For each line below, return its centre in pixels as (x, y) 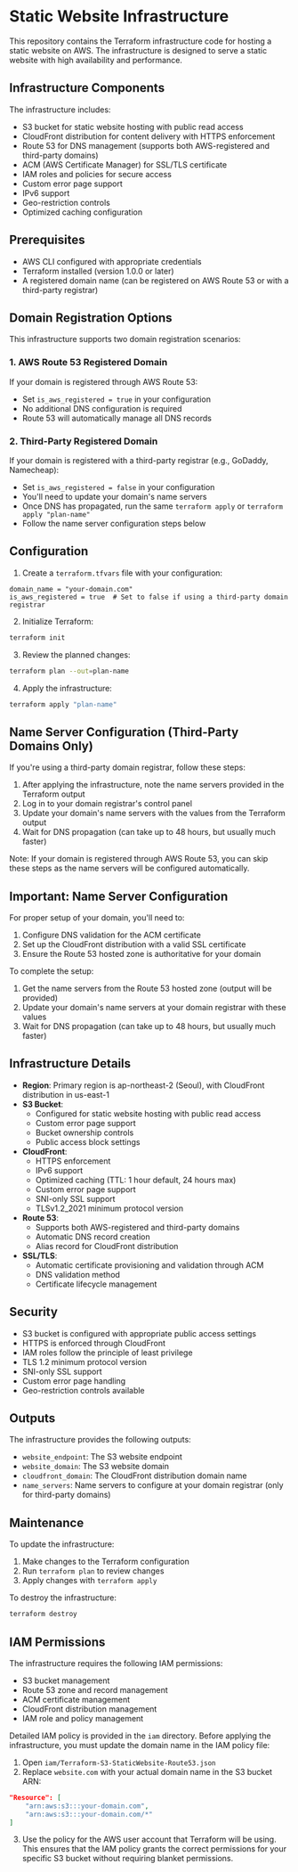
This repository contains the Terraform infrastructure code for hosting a (141, 41)
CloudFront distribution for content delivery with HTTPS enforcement (149, 136)
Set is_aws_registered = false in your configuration (118, 486)
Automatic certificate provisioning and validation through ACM (149, 1265)
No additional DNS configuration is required (102, 408)
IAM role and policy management (83, 1718)
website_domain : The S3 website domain (95, 1467)
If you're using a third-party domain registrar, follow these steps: (128, 767)
